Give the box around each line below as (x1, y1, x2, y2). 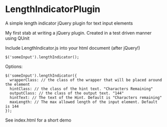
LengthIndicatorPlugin (5, 4, 100, 15)
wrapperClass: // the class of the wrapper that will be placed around (9, 77, 162, 82)
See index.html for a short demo (5, 117, 71, 123)
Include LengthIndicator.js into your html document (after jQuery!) (5, 45, 140, 51)
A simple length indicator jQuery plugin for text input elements (5, 20, 133, 26)
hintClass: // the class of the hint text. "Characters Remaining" (9, 86, 153, 91)
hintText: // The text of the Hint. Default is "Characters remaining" (9, 95, 162, 100)
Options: (5, 63, 23, 69)
